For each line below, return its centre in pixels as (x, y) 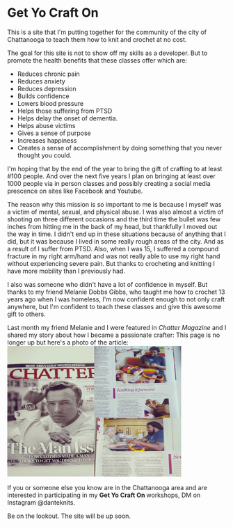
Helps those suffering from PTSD (65, 111)
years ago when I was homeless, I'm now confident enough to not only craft (116, 299)
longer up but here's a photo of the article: (68, 342)
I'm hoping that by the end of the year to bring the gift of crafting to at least (115, 168)
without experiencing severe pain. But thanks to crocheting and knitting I (111, 263)
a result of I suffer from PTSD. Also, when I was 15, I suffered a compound (113, 249)
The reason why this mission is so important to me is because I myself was (114, 204)
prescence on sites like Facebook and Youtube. (75, 191)
